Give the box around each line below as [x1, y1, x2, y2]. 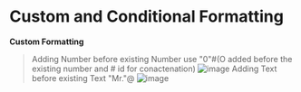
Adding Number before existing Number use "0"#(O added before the [31, 53, 293, 64]
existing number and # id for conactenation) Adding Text [31, 63, 277, 74]
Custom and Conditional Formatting [9, 6, 284, 27]
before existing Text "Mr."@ [31, 72, 135, 83]
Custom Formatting [9, 36, 84, 47]
